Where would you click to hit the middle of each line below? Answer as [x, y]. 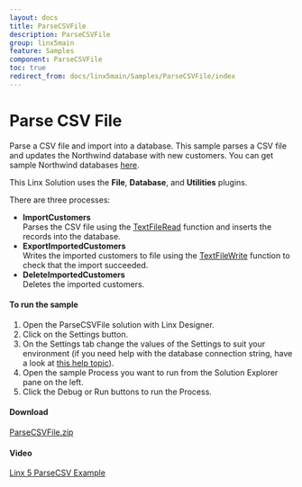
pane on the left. [53, 382]
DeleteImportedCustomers [74, 275]
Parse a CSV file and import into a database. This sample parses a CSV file [148, 146]
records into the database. [71, 236]
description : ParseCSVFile [60, 34]
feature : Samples [42, 51]
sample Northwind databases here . [74, 165]
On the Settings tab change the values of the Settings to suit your [144, 344]
